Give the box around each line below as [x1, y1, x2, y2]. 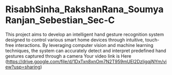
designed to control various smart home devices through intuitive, [5, 37, 144, 43]
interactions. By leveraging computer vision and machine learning [15, 42, 154, 48]
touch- [145, 37, 160, 43]
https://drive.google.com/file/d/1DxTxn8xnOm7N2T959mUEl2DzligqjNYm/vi [7, 58, 167, 64]
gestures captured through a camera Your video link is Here [5, 53, 132, 59]
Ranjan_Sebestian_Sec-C [5, 14, 115, 26]
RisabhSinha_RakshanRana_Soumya [5, 4, 164, 15]
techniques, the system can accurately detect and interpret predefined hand [5, 47, 166, 54]
